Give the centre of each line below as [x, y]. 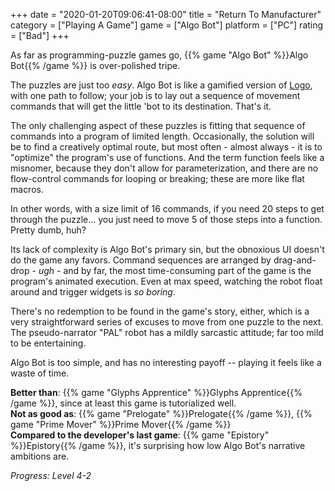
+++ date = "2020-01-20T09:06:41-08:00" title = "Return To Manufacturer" [166, 14]
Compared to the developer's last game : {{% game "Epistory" [140, 435]
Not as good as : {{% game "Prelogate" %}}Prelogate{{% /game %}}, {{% [161, 413]
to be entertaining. [48, 343]
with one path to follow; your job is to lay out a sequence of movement [155, 95]
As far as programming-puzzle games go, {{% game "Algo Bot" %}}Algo [159, 55]
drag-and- [295, 260]
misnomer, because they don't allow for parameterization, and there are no [164, 168]
